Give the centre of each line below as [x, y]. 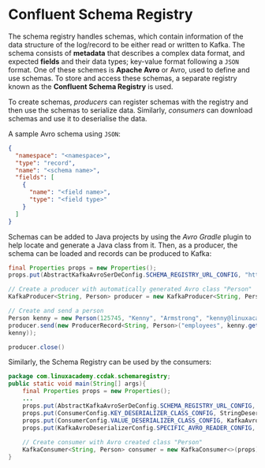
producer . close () [37, 347]
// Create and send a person [56, 311]
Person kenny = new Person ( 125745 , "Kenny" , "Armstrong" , [105, 318]
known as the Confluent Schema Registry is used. [91, 86]
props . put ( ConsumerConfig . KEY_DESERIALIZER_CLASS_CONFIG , [119, 413]
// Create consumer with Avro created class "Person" [112, 443]
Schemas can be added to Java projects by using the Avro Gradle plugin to [130, 236]
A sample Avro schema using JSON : [64, 134]
